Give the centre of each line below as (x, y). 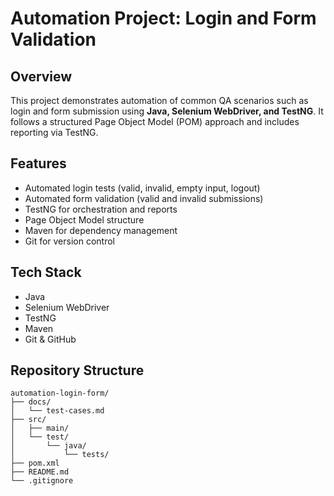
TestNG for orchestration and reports (101, 209)
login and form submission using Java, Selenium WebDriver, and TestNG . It (167, 111)
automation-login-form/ (60, 393)
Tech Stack (46, 272)
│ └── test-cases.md (57, 411)
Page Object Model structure (84, 219)
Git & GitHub (50, 339)
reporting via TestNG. (54, 132)
